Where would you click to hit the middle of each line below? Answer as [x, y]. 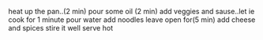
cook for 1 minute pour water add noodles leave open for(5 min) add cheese [132, 20]
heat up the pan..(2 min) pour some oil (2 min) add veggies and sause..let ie [131, 11]
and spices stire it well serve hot [60, 28]
